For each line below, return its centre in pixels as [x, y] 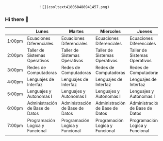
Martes [76, 31]
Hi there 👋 [17, 19]
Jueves [145, 31]
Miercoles [111, 31]
